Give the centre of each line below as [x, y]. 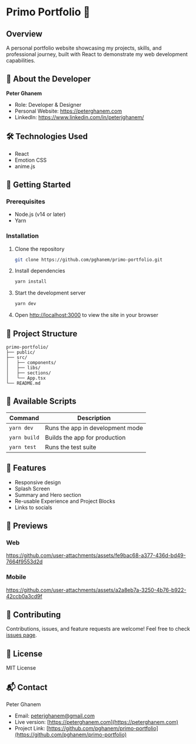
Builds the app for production [85, 437]
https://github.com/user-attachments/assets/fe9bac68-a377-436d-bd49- [96, 555]
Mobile [16, 577]
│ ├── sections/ [29, 373]
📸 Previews [27, 526]
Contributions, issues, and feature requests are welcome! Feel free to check [98, 629]
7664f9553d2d [24, 562]
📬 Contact [27, 687]
